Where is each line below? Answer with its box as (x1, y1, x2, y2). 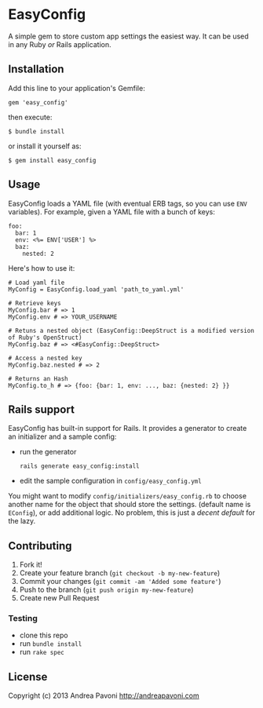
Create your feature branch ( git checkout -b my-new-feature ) (19, 568, 221, 578)
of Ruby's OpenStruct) (8, 334, 82, 341)
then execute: (8, 112, 53, 122)
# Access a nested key (8, 354, 82, 362)
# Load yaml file (8, 279, 65, 286)
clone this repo (19, 630, 68, 640)
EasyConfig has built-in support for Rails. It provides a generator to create (8, 424, 247, 433)
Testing (8, 613, 38, 624)
